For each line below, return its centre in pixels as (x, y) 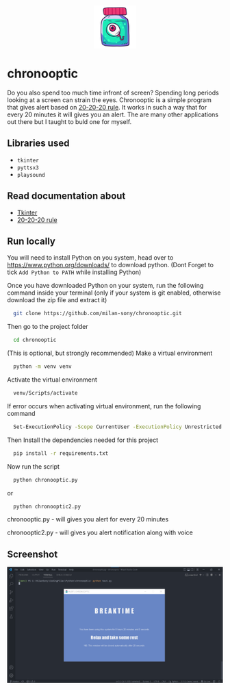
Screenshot (33, 554)
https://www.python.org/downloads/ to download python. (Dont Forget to (111, 265)
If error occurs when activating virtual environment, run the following (104, 406)
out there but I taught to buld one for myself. (69, 121)
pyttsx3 (28, 168)
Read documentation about (66, 196)
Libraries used (38, 144)
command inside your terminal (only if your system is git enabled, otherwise (114, 293)
